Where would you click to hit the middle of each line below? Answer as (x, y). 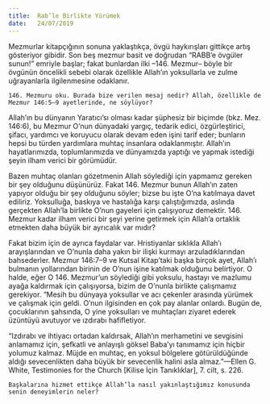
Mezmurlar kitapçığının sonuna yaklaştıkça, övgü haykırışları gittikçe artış (130, 46)
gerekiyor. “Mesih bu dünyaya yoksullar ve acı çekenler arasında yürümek (131, 294)
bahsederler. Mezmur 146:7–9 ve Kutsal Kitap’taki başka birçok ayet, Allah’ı (133, 260)
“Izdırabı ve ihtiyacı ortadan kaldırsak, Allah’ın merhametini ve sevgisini (126, 335)
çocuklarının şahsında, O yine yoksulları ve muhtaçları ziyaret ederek (122, 311)
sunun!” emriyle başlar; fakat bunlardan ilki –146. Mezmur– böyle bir (121, 63)
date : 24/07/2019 (41, 23)
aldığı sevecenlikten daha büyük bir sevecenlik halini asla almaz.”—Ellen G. (132, 361)
